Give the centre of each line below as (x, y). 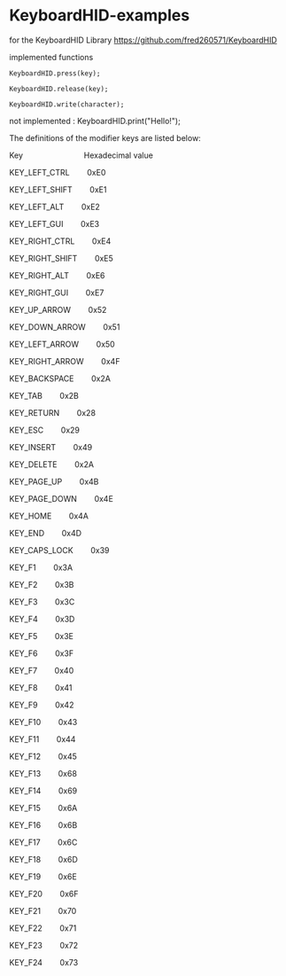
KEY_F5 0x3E (41, 636)
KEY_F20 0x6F (44, 894)
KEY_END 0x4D (46, 533)
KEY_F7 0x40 (42, 670)
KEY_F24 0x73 (44, 962)
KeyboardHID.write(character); (67, 104)
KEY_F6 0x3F (42, 653)
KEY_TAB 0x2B (44, 395)
